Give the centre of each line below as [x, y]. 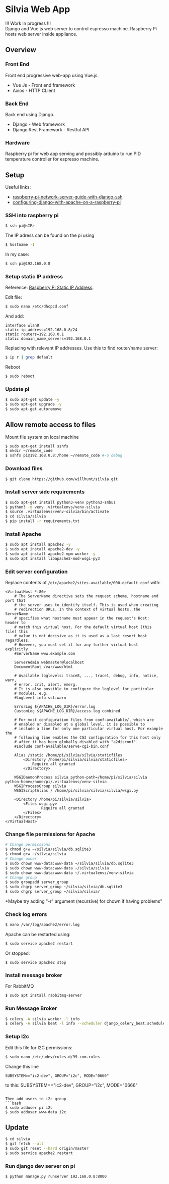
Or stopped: [18, 953]
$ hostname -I [20, 245]
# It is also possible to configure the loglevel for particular [84, 689]
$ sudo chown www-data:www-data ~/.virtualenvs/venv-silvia [70, 873]
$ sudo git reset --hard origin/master [47, 1149]
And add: [15, 316]
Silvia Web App [38, 9]
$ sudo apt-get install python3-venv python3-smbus [60, 502]
